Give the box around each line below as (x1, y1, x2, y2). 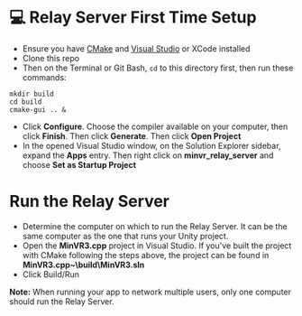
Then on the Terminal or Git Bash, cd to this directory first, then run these (22, 62, 294, 73)
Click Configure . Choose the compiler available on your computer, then (22, 121, 288, 132)
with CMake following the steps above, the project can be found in (22, 249, 270, 260)
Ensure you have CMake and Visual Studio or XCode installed (22, 42, 251, 54)
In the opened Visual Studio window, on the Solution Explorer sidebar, (22, 140, 281, 151)
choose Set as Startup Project (22, 159, 137, 170)
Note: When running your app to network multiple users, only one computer (9, 286, 291, 297)
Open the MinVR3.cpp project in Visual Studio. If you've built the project (22, 240, 292, 251)
